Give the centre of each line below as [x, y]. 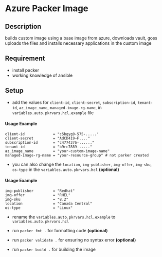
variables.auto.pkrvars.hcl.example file [53, 113]
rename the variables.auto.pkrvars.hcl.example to [64, 217]
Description [23, 26]
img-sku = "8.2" [37, 200]
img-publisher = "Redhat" [40, 191]
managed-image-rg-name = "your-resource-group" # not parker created [77, 155]
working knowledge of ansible [42, 75]
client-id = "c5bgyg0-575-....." [52, 134]
